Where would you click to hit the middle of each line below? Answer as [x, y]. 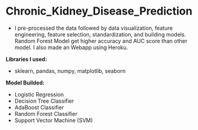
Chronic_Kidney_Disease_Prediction [99, 11]
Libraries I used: [26, 59]
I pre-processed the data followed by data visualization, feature [94, 28]
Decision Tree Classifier [44, 101]
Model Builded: [25, 83]
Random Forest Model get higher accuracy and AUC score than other [101, 41]
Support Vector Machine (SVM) [54, 120]
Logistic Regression [39, 94]
